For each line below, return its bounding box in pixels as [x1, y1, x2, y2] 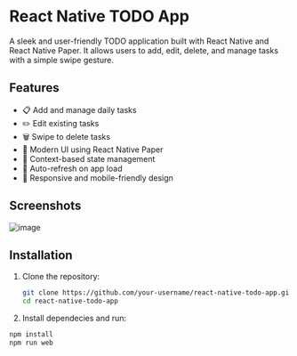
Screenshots [9, 198, 82, 214]
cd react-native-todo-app [21, 296, 118, 306]
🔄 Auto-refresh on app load [21, 163, 123, 174]
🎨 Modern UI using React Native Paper [21, 144, 164, 155]
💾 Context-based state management [21, 153, 156, 164]
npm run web [9, 338, 53, 347]
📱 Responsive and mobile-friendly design [21, 172, 173, 183]
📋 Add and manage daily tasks [21, 104, 137, 115]
